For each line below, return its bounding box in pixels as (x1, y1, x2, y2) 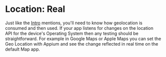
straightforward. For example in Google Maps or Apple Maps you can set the (5, 36, 162, 42)
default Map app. (5, 46, 41, 52)
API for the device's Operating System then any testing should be (5, 30, 139, 36)
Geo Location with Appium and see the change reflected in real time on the (5, 41, 159, 47)
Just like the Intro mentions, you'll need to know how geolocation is (5, 20, 143, 26)
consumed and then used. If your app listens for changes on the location (5, 25, 154, 31)
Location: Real (5, 3, 65, 15)
